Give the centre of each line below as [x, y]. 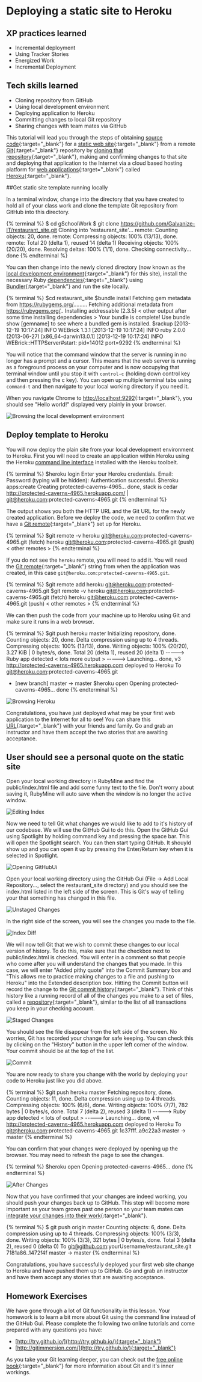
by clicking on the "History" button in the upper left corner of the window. [97, 1045]
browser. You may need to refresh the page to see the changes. [85, 1155]
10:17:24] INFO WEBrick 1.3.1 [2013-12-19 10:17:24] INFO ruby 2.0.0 [103, 330]
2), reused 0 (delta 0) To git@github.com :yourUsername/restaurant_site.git [99, 1247]
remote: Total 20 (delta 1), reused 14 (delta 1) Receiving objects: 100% [93, 242]
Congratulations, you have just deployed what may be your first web [91, 713]
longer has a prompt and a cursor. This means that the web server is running [101, 361]
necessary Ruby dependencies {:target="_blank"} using [75, 280]
